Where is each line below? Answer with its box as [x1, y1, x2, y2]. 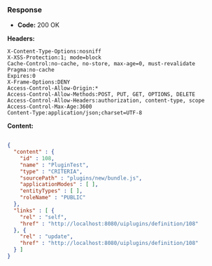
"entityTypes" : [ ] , [20, 187, 83, 194]
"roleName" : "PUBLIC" [20, 194, 86, 201]
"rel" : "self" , [20, 213, 68, 220]
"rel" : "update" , [20, 233, 73, 240]
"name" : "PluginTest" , [20, 161, 90, 168]
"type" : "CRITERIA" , [20, 168, 83, 175]
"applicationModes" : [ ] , [20, 181, 99, 188]
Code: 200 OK [17, 21, 59, 29]
